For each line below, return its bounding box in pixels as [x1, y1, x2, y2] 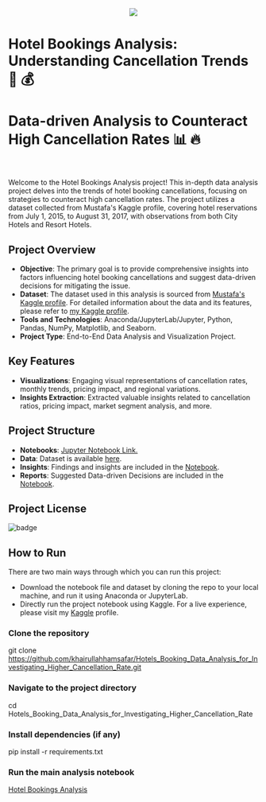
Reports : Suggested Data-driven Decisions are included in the [19, 471, 224, 480]
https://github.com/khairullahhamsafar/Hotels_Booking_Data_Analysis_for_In [8, 654, 258, 664]
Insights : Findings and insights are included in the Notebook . [19, 462, 220, 471]
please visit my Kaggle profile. [19, 608, 119, 618]
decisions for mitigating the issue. [19, 281, 131, 290]
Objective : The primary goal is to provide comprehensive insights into [19, 264, 249, 273]
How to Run [8, 546, 67, 560]
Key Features [8, 355, 75, 368]
